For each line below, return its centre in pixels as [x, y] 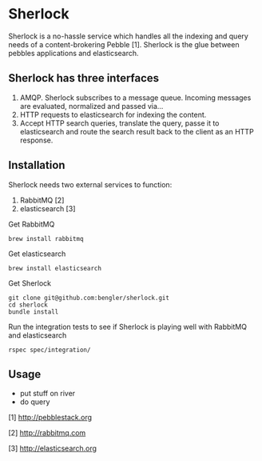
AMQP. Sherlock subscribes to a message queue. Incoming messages [135, 98]
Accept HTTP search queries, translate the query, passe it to [119, 123]
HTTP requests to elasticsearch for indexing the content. [113, 114]
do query [35, 402]
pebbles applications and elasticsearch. [73, 53]
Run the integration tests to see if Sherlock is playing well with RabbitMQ [128, 327]
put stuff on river [48, 394]
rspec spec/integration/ [50, 350]
